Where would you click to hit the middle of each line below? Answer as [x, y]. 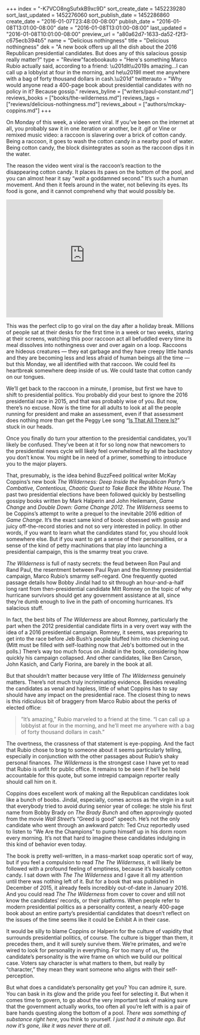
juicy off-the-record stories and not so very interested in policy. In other [94, 526]
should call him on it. [32, 782]
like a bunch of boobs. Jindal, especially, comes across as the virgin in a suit [100, 800]
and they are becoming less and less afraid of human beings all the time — [98, 358]
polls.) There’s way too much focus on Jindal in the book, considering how [98, 651]
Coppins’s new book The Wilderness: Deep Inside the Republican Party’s [96, 482]
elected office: [24, 707]
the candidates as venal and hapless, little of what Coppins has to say [92, 688]
